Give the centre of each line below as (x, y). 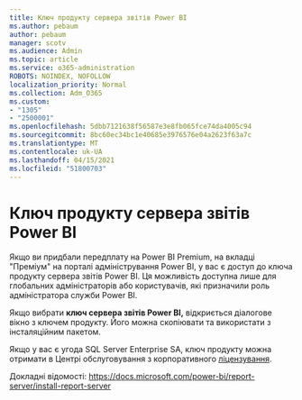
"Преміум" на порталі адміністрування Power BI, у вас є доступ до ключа (151, 267)
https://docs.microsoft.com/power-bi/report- (172, 377)
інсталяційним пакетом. (55, 332)
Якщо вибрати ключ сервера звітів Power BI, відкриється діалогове (141, 313)
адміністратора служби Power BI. (73, 295)
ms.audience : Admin (46, 51)
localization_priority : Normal (68, 85)
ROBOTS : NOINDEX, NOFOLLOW (60, 77)
